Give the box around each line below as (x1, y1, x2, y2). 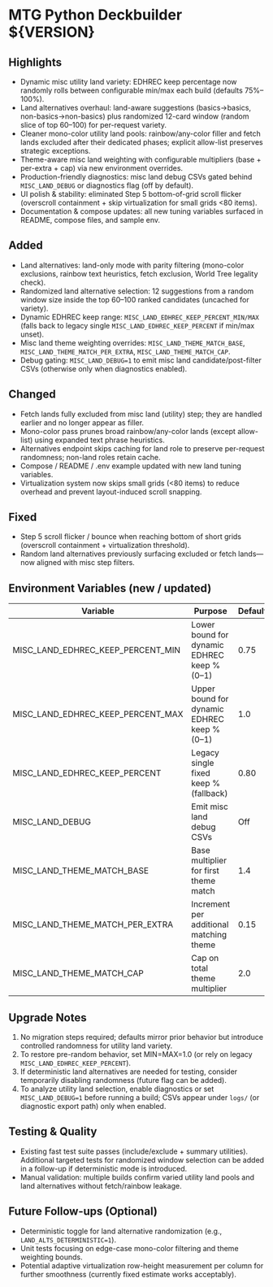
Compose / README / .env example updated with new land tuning (19, 461, 242, 471)
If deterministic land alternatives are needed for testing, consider (19, 1067, 238, 1076)
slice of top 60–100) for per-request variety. (19, 120, 167, 129)
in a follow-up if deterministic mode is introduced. (19, 1163, 188, 1173)
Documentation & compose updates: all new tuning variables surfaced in (19, 207, 264, 216)
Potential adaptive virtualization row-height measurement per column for (19, 1260, 264, 1270)
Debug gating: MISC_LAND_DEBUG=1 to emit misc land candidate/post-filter (19, 355, 262, 365)
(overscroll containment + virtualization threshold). (19, 541, 190, 550)
